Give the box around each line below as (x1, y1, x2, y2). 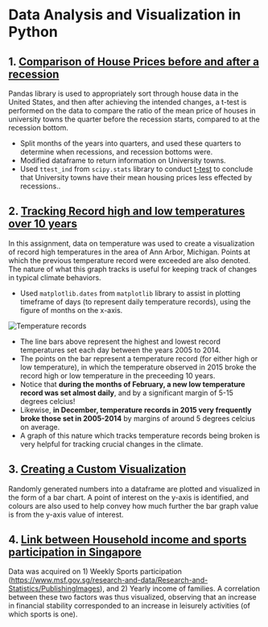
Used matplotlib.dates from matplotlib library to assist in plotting (19, 288, 241, 298)
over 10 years (8, 217, 78, 231)
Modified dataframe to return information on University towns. (19, 155, 227, 165)
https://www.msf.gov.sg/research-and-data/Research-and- (10, 575, 208, 585)
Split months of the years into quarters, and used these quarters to (19, 138, 241, 148)
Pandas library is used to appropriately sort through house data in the (8, 89, 239, 98)
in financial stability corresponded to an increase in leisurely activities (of (8, 601, 251, 611)
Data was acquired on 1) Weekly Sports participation (8, 567, 183, 576)
